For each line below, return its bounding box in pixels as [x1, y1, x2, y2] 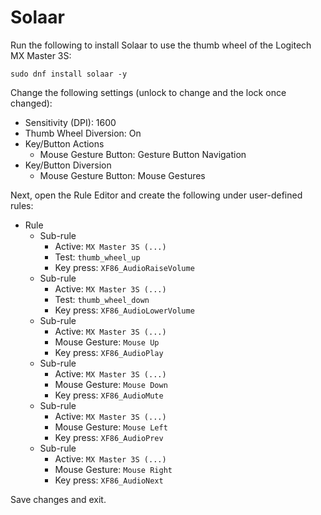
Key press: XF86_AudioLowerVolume [54, 304, 195, 316]
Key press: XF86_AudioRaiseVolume [54, 261, 195, 273]
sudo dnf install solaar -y [10, 69, 128, 79]
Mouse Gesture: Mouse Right [54, 463, 173, 475]
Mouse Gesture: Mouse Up [54, 336, 160, 348]
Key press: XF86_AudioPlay [54, 346, 164, 358]
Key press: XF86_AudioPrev [54, 431, 164, 443]
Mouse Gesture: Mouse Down [54, 378, 168, 390]
